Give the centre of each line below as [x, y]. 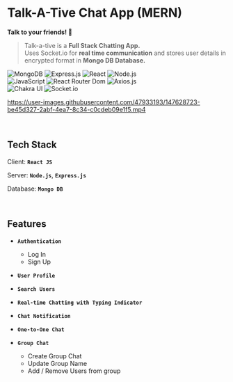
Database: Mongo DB [35, 189]
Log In [37, 254]
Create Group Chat [55, 356]
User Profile [36, 276]
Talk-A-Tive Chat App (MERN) [95, 13]
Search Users [36, 289]
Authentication [39, 241]
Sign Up [39, 262]
